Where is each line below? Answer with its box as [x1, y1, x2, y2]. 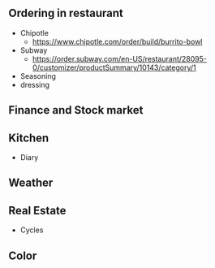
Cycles [19, 225, 44, 235]
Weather [8, 176, 54, 190]
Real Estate [8, 203, 67, 218]
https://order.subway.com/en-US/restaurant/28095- [32, 54, 207, 63]
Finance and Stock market [8, 103, 144, 117]
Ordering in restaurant [8, 6, 123, 20]
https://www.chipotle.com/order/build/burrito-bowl [32, 37, 203, 46]
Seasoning [19, 71, 57, 80]
